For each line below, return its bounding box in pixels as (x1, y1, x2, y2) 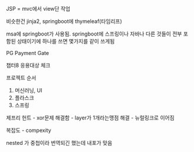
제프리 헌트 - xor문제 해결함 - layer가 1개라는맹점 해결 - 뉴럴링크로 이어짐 (6, 114, 175, 121)
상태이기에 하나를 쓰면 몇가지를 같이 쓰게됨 (17, 38, 115, 44)
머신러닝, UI (14, 87, 42, 93)
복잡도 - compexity (6, 127, 51, 134)
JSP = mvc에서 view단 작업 (6, 5, 71, 12)
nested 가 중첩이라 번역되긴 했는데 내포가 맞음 (6, 140, 113, 146)
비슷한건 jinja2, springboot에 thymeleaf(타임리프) (6, 18, 123, 25)
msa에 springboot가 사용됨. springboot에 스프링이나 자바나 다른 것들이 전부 (6, 30, 182, 37)
